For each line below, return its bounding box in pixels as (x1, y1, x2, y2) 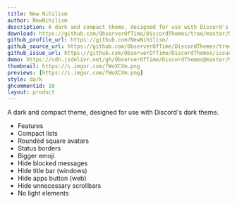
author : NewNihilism (7, 17, 68, 24)
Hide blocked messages (17, 159, 88, 167)
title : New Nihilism (7, 10, 68, 18)
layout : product (7, 89, 55, 96)
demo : (7, 56, 23, 63)
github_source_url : (7, 43, 65, 50)
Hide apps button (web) (17, 174, 87, 183)
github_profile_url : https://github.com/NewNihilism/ (7, 37, 169, 44)
